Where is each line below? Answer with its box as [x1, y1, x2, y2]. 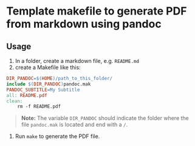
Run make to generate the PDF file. [15, 133, 100, 140]
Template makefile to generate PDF [6, 4, 187, 18]
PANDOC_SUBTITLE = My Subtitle [6, 87, 80, 93]
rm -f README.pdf [17, 104, 61, 110]
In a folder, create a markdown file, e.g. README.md [15, 58, 140, 64]
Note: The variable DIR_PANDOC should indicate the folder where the [21, 114, 190, 122]
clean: [6, 98, 23, 104]
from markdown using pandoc [6, 17, 162, 31]
